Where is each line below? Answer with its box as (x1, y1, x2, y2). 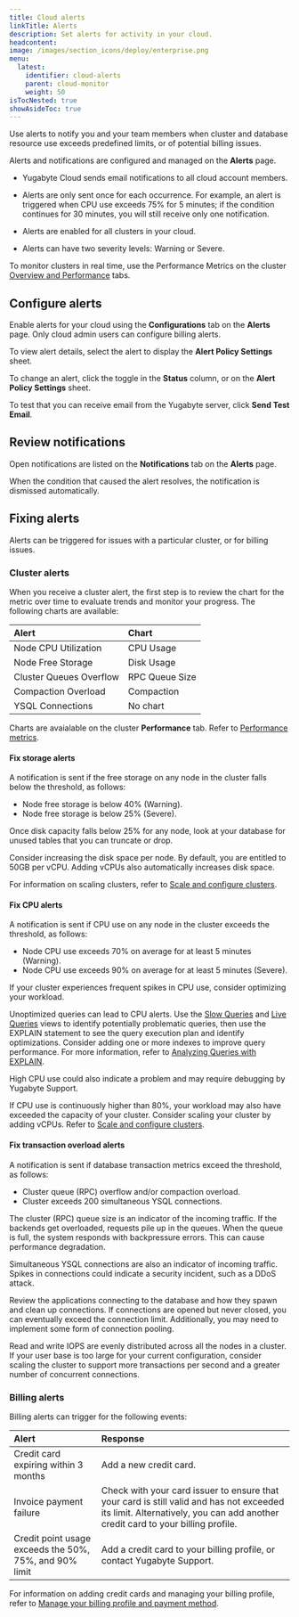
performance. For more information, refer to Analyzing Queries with (9, 1047, 256, 1058)
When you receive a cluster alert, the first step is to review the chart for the (9, 586, 285, 597)
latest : (17, 63, 46, 72)
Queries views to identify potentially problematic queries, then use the (9, 1018, 267, 1029)
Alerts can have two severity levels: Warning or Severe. (21, 243, 225, 254)
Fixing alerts (9, 511, 80, 527)
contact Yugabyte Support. (101, 1554, 214, 1566)
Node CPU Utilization (13, 641, 102, 654)
